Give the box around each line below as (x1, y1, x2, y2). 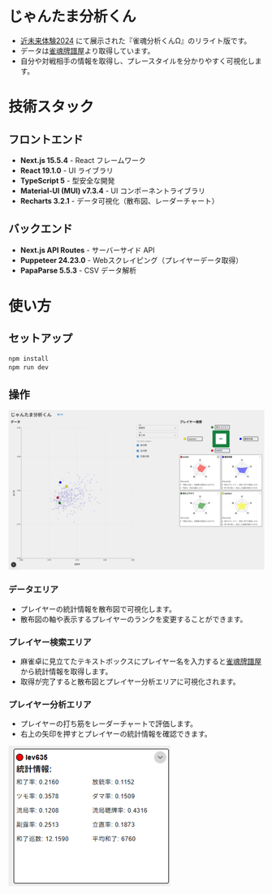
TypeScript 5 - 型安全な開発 (19, 175, 115, 185)
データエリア (8, 584, 59, 595)
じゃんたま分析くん (8, 7, 136, 26)
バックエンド (8, 222, 73, 236)
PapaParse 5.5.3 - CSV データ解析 (19, 265, 137, 275)
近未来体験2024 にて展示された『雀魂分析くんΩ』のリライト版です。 (19, 36, 252, 45)
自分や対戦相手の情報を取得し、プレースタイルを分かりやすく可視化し (19, 56, 256, 66)
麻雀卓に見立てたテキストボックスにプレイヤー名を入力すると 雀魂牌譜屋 (19, 656, 262, 666)
